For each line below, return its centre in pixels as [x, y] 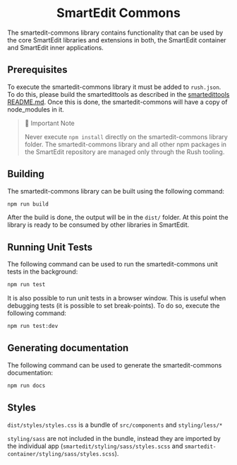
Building [26, 174]
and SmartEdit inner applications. [55, 47]
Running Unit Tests [50, 247]
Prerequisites [37, 70]
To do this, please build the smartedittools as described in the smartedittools [119, 94]
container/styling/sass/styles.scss [61, 454]
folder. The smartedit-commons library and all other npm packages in [126, 144]
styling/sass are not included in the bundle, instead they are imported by [114, 438]
